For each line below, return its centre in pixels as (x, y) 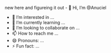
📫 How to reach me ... (35, 33)
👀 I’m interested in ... (33, 17)
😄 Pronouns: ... (28, 40)
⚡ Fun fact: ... (25, 46)
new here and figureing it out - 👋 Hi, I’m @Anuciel (55, 8)
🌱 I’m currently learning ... (38, 23)
